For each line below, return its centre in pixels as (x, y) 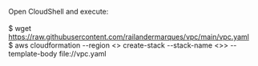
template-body (33, 54)
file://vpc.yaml (83, 54)
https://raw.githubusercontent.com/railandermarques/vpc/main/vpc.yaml (129, 37)
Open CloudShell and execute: (58, 12)
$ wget (20, 28)
